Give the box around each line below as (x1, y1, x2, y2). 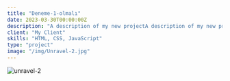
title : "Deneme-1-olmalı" (7, 10, 81, 17)
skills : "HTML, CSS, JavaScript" (7, 35, 103, 42)
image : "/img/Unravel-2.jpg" (7, 48, 90, 55)
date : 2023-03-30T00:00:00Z (7, 16, 88, 23)
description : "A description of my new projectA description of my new (7, 22, 216, 29)
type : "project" (7, 42, 53, 48)
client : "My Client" (7, 29, 66, 36)
